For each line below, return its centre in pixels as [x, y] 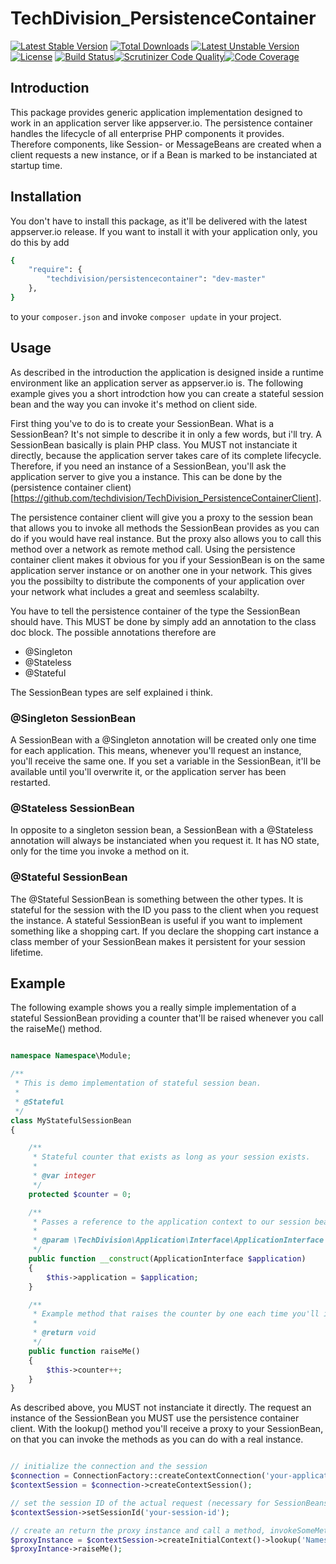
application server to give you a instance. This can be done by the [146, 476]
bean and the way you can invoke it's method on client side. [134, 404]
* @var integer [64, 1176]
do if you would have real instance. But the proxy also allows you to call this [166, 538]
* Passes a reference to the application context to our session [171, 1222]
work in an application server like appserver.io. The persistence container [161, 123]
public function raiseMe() [84, 1351]
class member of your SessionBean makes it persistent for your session [158, 941]
